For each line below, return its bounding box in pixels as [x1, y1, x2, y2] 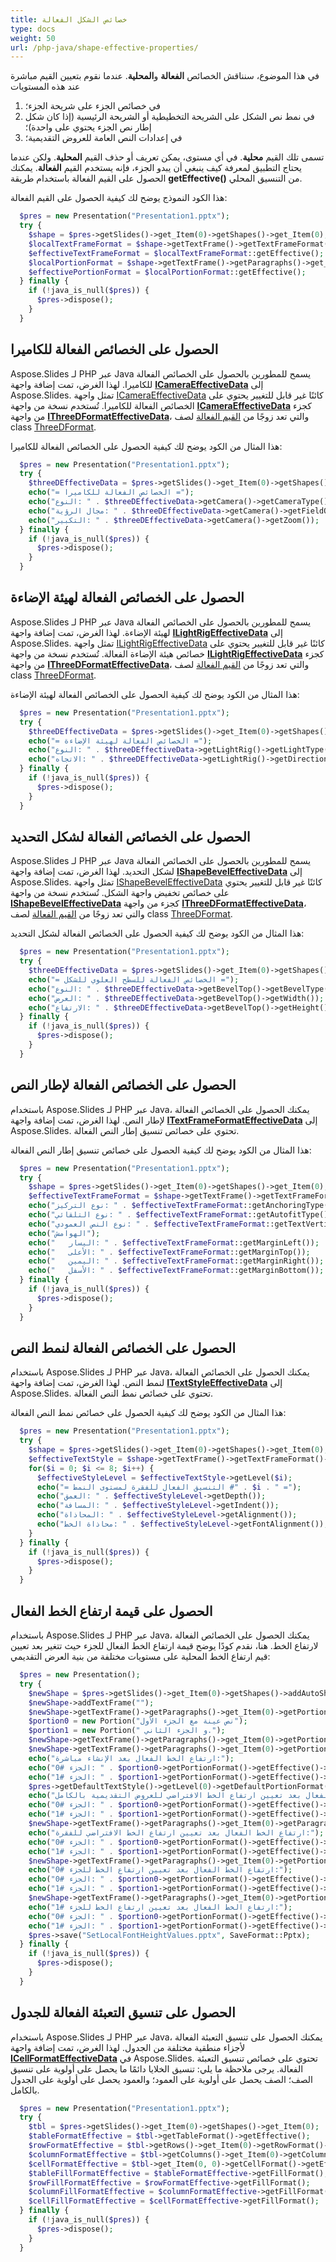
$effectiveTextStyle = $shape [28, 1454, 155, 1464]
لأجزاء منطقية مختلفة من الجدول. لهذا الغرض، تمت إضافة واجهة [10, 2041, 246, 2053]
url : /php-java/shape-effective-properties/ [10, 42, 199, 53]
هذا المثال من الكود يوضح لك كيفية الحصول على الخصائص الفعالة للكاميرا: [10, 440, 283, 452]
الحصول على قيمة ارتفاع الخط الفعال [10, 1602, 213, 1620]
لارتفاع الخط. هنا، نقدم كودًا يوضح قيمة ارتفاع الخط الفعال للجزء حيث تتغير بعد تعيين [10, 1640, 319, 1651]
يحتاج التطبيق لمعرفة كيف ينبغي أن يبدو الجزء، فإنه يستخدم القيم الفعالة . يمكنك [10, 162, 302, 174]
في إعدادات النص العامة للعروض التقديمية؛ [24, 132, 183, 144]
